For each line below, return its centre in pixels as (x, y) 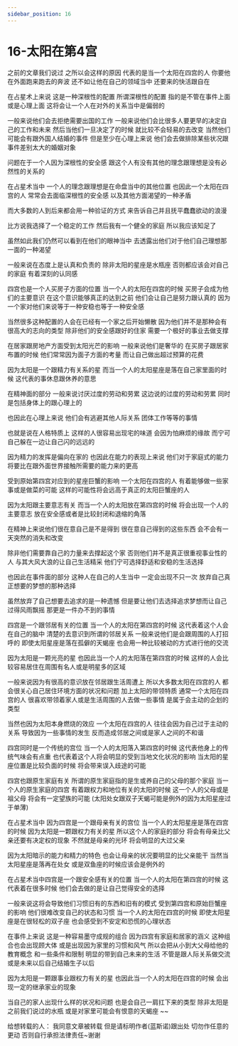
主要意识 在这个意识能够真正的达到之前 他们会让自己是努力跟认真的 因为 (125, 297)
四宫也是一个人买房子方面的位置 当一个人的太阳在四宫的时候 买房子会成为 (115, 288)
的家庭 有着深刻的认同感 (43, 273)
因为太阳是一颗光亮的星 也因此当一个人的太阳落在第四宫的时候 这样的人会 (115, 657)
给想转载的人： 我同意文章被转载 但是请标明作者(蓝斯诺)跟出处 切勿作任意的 (118, 1026)
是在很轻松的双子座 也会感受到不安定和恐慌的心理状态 (92, 921)
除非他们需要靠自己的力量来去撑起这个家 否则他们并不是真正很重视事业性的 (117, 553)
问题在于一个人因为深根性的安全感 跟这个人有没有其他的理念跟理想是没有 (114, 162)
